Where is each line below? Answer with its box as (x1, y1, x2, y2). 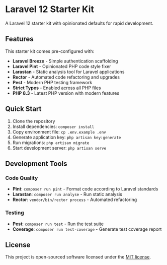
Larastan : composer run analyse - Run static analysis (12, 191, 122, 197)
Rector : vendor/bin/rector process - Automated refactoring (12, 196, 137, 203)
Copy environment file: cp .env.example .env (12, 128, 107, 135)
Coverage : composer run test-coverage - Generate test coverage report (12, 226, 162, 232)
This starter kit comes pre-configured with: (5, 48, 95, 54)
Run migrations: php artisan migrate (12, 140, 90, 146)
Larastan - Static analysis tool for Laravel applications (12, 69, 125, 75)
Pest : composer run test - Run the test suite (12, 221, 104, 227)
